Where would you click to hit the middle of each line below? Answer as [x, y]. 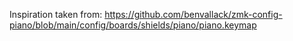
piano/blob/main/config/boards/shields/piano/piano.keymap [133, 25]
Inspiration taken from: [56, 14]
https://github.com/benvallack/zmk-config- [193, 14]
